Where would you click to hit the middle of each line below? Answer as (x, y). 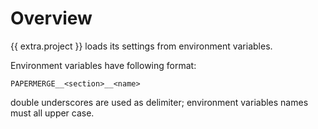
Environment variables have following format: (103, 65)
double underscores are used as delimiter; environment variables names (159, 102)
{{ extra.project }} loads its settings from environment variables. (141, 46)
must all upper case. (52, 113)
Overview (51, 18)
